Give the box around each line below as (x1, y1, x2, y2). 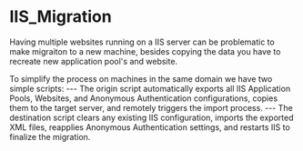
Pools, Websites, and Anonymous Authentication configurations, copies (9, 93, 278, 104)
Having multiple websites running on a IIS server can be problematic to (9, 36, 275, 47)
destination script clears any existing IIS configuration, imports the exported (9, 112, 294, 123)
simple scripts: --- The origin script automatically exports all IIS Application (9, 83, 291, 94)
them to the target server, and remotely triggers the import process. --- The (9, 102, 293, 113)
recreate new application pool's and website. (9, 55, 178, 66)
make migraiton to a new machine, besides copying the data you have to (9, 45, 281, 56)
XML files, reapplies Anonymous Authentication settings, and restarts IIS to (9, 121, 291, 133)
